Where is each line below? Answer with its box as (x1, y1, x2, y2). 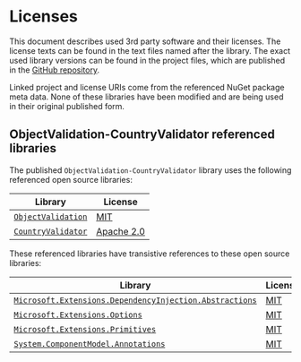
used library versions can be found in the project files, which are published (9, 55, 286, 65)
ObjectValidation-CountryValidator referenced (9, 127, 275, 142)
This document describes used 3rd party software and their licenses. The (9, 36, 281, 47)
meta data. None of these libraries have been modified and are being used (9, 91, 284, 102)
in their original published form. (9, 100, 125, 111)
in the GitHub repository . (9, 65, 100, 75)
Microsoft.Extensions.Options (13, 309, 143, 320)
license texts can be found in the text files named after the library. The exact (9, 45, 291, 56)
